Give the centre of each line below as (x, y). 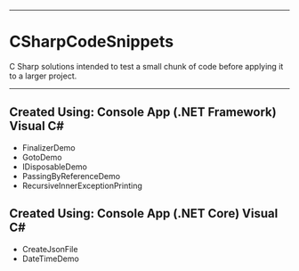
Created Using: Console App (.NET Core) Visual (144, 214)
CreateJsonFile (50, 249)
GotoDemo (42, 157)
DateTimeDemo (51, 259)
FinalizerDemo (48, 147)
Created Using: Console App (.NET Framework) (143, 112)
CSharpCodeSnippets (92, 42)
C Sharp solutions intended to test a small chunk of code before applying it (146, 66)
